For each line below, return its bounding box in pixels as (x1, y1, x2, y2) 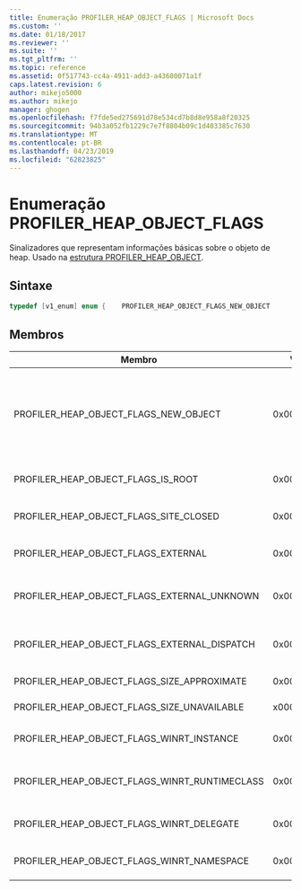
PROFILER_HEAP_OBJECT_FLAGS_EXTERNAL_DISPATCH (13, 638, 255, 650)
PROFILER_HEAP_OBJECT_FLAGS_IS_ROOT (13, 472, 199, 485)
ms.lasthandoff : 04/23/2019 (9, 146, 115, 155)
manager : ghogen (9, 105, 70, 114)
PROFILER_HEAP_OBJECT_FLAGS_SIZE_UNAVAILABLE (13, 701, 245, 713)
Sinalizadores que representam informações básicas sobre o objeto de (9, 242, 271, 253)
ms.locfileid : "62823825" (9, 154, 106, 164)
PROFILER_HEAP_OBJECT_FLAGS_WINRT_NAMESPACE (13, 854, 249, 867)
